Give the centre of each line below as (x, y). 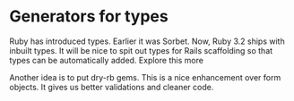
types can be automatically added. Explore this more (107, 60)
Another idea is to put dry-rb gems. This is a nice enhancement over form (145, 77)
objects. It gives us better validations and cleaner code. (112, 87)
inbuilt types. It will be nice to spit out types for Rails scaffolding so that (141, 50)
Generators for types (89, 17)
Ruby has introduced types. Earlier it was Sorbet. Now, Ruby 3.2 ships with (147, 41)
